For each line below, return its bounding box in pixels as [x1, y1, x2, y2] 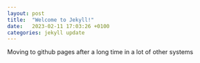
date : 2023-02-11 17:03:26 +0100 [7, 23, 110, 29]
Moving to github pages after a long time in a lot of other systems [7, 48, 194, 56]
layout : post [7, 10, 45, 17]
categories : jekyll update [7, 29, 85, 36]
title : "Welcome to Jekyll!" [7, 16, 95, 23]
